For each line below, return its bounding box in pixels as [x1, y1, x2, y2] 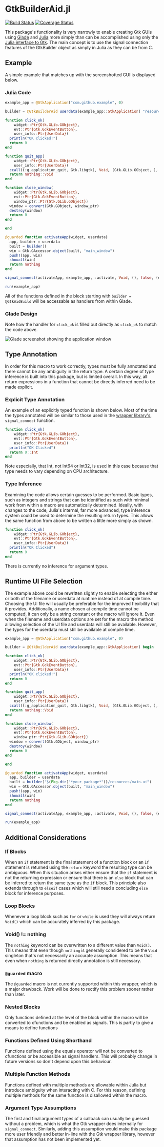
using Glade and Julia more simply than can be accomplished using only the [5, 34, 159, 40]
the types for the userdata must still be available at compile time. [5, 626, 135, 632]
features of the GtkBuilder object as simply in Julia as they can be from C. [5, 44, 153, 50]
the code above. [5, 327, 38, 333]
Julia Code [5, 89, 31, 96]
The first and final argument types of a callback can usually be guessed [5, 1116, 149, 1122]
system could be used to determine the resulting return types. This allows [5, 512, 154, 518]
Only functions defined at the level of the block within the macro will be [5, 1015, 148, 1021]
